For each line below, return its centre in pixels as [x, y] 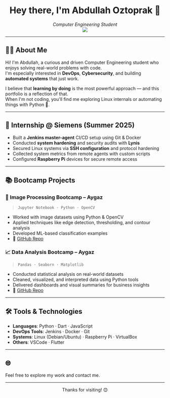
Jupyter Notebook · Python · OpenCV [56, 208]
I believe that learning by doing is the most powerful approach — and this [82, 88]
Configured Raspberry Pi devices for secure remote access [75, 159]
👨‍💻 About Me [26, 50]
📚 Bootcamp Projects [40, 180]
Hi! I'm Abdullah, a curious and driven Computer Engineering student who [82, 62]
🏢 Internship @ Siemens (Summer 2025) [70, 125]
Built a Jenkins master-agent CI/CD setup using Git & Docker [77, 137]
